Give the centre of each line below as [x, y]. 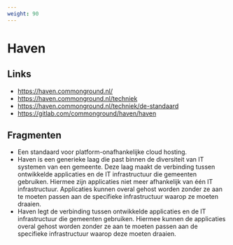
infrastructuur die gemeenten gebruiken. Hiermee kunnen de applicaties [121, 219]
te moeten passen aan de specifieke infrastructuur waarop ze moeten [118, 197]
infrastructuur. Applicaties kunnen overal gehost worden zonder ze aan [120, 189]
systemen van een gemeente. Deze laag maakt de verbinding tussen [116, 167]
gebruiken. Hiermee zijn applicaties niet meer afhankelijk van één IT [115, 182]
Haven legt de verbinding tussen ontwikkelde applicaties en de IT [112, 211]
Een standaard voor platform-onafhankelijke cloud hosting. [102, 152]
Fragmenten [34, 135]
